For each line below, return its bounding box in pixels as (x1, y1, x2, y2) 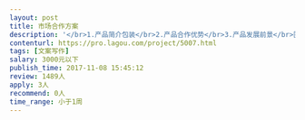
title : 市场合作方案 (9, 22, 79, 31)
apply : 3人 (9, 80, 50, 89)
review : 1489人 (9, 72, 65, 81)
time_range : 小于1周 (9, 97, 84, 106)
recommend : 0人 (9, 88, 65, 97)
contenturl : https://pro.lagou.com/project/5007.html (9, 38, 218, 48)
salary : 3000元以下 (9, 55, 79, 64)
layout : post (9, 13, 59, 23)
